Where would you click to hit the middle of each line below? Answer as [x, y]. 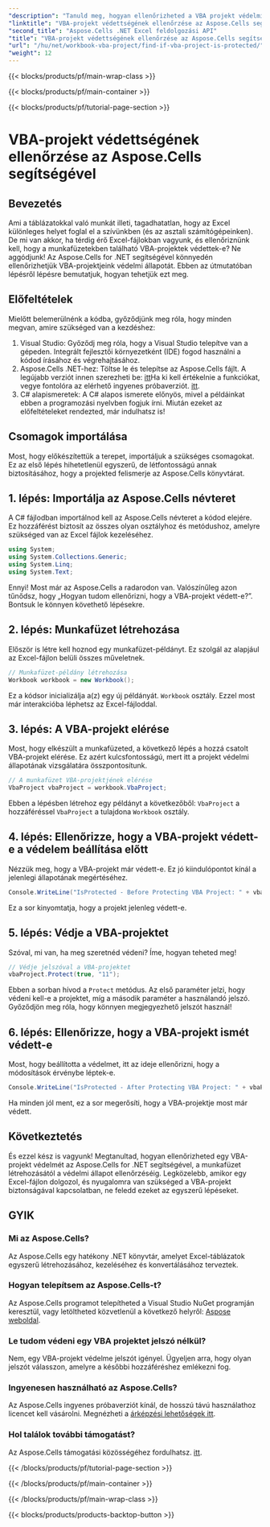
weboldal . [25, 1319]
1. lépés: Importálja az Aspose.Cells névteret [122, 498]
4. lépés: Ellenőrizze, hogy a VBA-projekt [113, 837]
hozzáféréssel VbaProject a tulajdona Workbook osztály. [99, 812]
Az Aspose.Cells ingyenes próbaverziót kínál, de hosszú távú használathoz [132, 1406]
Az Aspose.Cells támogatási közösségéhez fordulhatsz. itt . [105, 1452]
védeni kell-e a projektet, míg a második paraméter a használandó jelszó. [129, 998]
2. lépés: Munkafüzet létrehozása [94, 630]
